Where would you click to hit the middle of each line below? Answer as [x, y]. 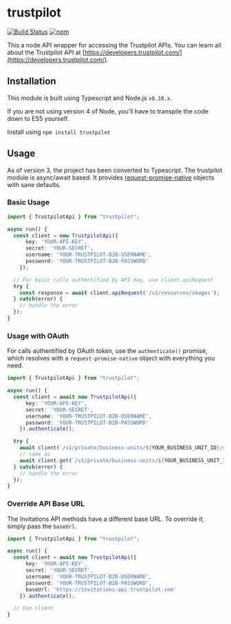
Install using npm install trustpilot [59, 131]
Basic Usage [29, 202]
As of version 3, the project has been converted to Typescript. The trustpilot [115, 170]
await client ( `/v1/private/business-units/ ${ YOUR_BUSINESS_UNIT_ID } [120, 448]
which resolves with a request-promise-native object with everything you [111, 358]
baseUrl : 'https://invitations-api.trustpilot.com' [101, 590]
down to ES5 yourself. [38, 118]
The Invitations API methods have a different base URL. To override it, [106, 519]
